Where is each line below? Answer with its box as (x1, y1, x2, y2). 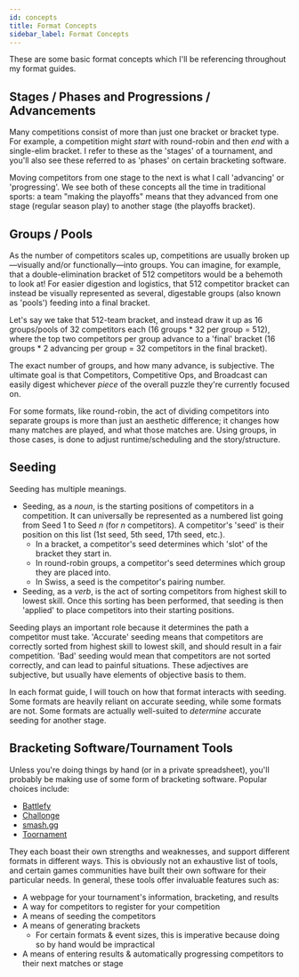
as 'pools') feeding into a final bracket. (9, 297, 150, 308)
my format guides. (9, 63, 77, 74)
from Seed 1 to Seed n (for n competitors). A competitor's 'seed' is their (21, 520, 285, 530)
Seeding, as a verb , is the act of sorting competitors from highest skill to (21, 585, 287, 596)
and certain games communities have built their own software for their (9, 865, 267, 876)
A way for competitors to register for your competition (21, 900, 221, 912)
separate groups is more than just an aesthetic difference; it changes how (9, 416, 280, 425)
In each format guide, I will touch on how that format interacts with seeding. (9, 686, 287, 697)
